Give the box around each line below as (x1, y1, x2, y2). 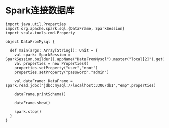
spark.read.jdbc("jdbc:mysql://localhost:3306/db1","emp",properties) (5, 83, 156, 88)
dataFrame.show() (14, 100, 51, 105)
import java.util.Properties (5, 21, 66, 27)
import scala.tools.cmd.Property (5, 30, 75, 35)
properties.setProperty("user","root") (14, 65, 98, 70)
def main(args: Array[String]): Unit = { (10, 48, 98, 53)
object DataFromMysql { (5, 39, 55, 44)
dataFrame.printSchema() (14, 91, 66, 97)
